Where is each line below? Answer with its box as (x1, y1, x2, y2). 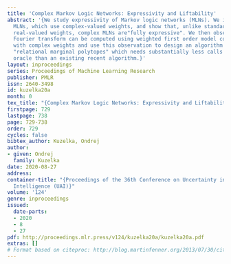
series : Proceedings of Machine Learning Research (7, 67, 155, 74)
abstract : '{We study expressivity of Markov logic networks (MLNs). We (7, 16, 220, 23)
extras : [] (7, 240, 38, 247)
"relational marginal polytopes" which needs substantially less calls (13, 49, 223, 56)
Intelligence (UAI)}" (13, 183, 76, 190)
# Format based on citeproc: (7, 247, 91, 254)
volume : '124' (7, 189, 48, 196)
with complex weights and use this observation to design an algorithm (13, 42, 223, 49)
